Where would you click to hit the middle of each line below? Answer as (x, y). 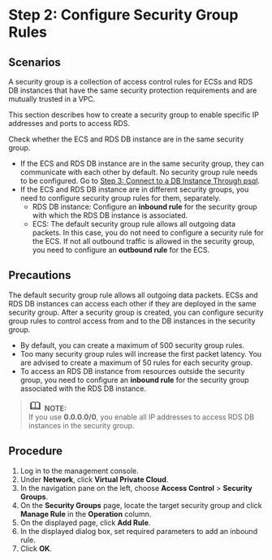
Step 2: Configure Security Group (123, 15)
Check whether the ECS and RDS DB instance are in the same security (126, 139)
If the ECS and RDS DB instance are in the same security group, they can (142, 163)
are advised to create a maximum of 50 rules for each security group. (136, 362)
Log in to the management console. (80, 471)
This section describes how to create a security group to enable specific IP (134, 115)
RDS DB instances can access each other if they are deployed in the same (132, 303)
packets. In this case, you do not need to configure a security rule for (148, 232)
